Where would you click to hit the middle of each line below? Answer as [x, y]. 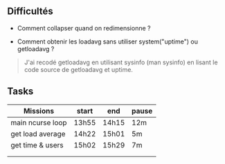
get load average [38, 134]
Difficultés [30, 11]
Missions [38, 111]
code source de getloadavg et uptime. [79, 69]
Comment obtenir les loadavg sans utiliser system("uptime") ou [108, 42]
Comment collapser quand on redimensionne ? [84, 28]
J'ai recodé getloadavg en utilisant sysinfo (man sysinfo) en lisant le [121, 62]
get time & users [37, 145]
